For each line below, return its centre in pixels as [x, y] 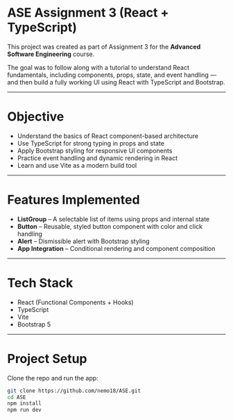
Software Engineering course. [51, 54]
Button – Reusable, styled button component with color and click [110, 226]
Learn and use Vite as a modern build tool [77, 165]
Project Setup [48, 359]
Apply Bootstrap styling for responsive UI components [95, 150]
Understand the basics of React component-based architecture [108, 136]
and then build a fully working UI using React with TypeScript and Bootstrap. [116, 82]
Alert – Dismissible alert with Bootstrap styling [84, 241]
